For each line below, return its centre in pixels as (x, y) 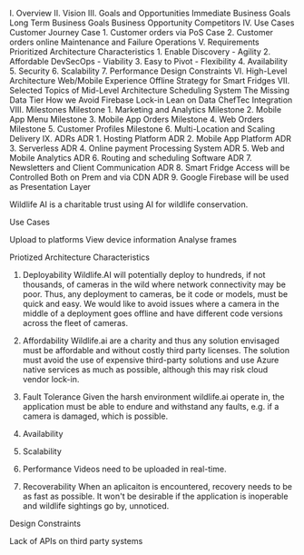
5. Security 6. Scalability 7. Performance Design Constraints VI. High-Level (148, 71)
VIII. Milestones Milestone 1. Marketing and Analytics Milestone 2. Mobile (146, 109)
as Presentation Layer (50, 187)
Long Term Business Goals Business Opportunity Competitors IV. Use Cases (152, 23)
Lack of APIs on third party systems (76, 541)
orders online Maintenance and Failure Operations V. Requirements (135, 42)
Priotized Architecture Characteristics (79, 257)
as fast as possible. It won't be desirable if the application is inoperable (155, 496)
